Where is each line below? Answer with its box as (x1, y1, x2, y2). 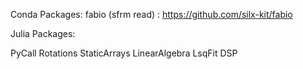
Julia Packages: (10, 28, 76, 39)
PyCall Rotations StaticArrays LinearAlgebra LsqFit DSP (10, 47, 238, 59)
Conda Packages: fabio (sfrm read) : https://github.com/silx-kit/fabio (10, 9, 293, 20)
